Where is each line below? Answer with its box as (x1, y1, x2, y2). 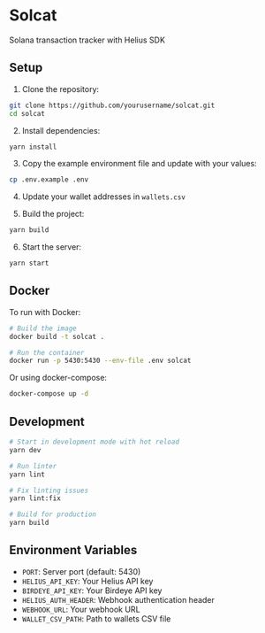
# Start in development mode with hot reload (9, 437, 179, 446)
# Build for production (9, 510, 97, 519)
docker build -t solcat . (9, 332, 104, 341)
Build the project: (21, 209, 85, 220)
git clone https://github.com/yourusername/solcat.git (9, 101, 216, 110)
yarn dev (9, 445, 42, 454)
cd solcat (9, 109, 46, 118)
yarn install (9, 143, 57, 151)
